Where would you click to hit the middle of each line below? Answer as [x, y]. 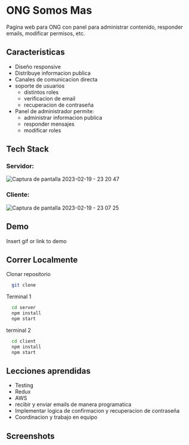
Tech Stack [28, 149]
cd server [24, 308]
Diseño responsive [38, 66]
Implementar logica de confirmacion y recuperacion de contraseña [97, 411]
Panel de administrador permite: [54, 111]
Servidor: [20, 167]
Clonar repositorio [28, 274]
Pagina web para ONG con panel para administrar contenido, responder [95, 27]
